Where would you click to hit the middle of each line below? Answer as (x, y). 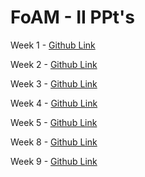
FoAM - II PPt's (73, 17)
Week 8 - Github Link (54, 142)
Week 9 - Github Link (54, 161)
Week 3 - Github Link (54, 83)
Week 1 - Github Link (53, 45)
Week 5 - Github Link (54, 122)
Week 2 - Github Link (54, 64)
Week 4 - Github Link (54, 103)
